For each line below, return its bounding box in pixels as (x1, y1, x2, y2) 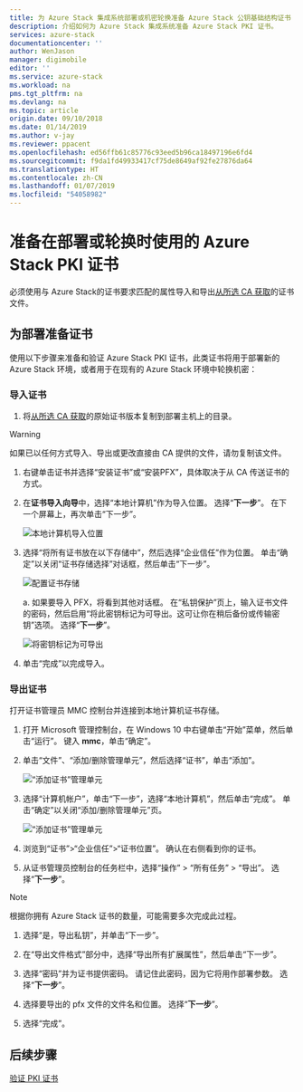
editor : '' (9, 64, 51, 73)
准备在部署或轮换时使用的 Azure (9, 232, 251, 253)
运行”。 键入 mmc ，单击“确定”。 (33, 735, 156, 747)
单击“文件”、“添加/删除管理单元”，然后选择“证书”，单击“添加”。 (22, 755, 260, 766)
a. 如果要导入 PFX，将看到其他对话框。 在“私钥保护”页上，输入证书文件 (22, 597, 289, 608)
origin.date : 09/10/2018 (9, 114, 103, 123)
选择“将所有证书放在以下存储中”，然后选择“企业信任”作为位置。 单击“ (22, 547, 280, 558)
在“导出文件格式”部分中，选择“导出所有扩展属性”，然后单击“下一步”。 (22, 949, 282, 960)
